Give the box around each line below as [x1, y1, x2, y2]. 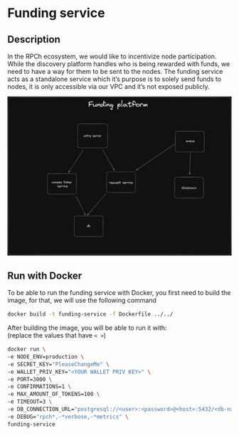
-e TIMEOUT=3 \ [7, 398, 53, 406]
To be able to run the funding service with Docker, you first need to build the [7, 289, 231, 297]
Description [7, 33, 60, 45]
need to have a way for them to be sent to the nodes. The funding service [7, 68, 223, 75]
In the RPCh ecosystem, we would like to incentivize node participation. [7, 52, 217, 60]
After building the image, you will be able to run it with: [7, 323, 167, 332]
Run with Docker [7, 269, 83, 281]
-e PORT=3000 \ [7, 375, 53, 383]
